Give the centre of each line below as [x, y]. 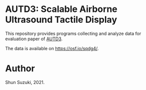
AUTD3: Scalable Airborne [61, 9]
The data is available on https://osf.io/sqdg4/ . [52, 48]
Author [20, 69]
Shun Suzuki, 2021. [25, 82]
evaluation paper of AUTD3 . [34, 39]
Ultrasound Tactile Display [61, 20]
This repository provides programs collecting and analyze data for [73, 33]
